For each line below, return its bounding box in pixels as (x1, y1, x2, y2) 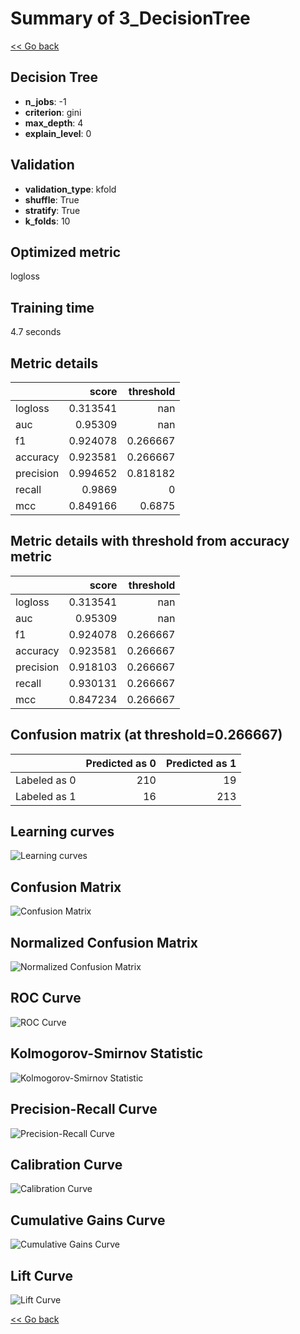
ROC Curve (10, 990, 82, 1007)
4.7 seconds (10, 326, 62, 338)
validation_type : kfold (24, 183, 117, 195)
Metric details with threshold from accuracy (10, 533, 290, 550)
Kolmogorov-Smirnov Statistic (10, 1045, 204, 1062)
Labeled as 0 (15, 773, 77, 787)
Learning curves (10, 823, 115, 841)
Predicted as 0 (85, 756, 157, 770)
